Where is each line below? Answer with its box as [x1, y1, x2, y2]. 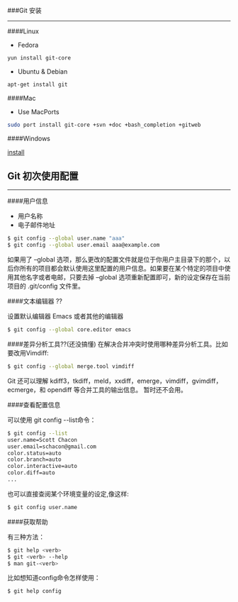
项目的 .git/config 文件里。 [7, 282, 85, 291]
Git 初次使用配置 [7, 170, 79, 182]
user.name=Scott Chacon [7, 436, 78, 443]
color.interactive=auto [7, 463, 78, 470]
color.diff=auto [7, 469, 55, 476]
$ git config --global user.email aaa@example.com [7, 242, 160, 249]
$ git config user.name [7, 503, 78, 511]
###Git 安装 [7, 6, 42, 14]
